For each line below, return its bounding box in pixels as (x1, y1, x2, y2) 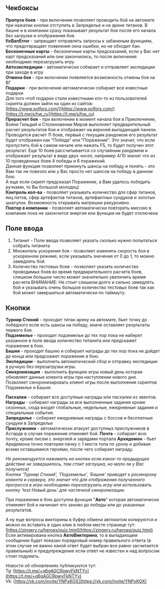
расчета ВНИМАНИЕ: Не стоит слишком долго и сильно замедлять (12, 279, 154, 285)
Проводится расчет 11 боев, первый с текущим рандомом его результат (5, 132, 158, 138)
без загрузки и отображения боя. (5, 32, 76, 38)
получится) (5, 466, 29, 472)
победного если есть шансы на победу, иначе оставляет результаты (5, 322, 150, 328)
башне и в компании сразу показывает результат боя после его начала (5, 27, 156, 33)
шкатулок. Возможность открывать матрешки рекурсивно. (5, 199, 131, 205)
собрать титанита (12, 243, 50, 249)
